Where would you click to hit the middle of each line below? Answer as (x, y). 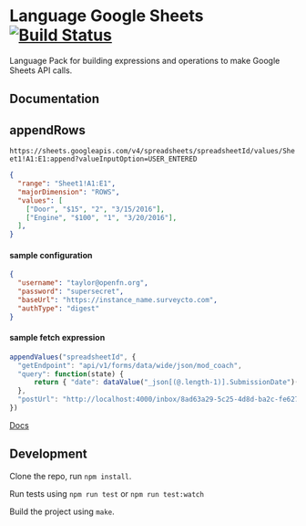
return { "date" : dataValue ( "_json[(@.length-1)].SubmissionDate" (162, 383)
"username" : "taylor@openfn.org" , (83, 283)
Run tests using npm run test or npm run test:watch (107, 493)
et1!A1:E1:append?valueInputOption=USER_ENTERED (103, 159)
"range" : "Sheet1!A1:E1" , (67, 184)
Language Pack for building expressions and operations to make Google (145, 60)
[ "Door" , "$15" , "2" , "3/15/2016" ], (96, 209)
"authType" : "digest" (59, 308)
